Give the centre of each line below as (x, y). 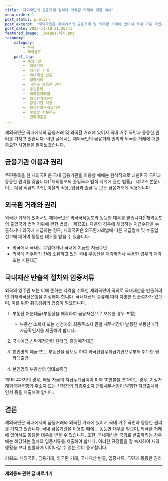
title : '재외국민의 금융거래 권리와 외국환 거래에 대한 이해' (60, 10)
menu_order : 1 (20, 15)
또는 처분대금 (25, 260)
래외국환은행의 (19, 386)
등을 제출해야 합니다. (34, 392)
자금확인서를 (32, 331)
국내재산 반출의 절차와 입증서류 (50, 277)
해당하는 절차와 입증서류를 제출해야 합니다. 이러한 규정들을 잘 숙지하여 (82, 441)
